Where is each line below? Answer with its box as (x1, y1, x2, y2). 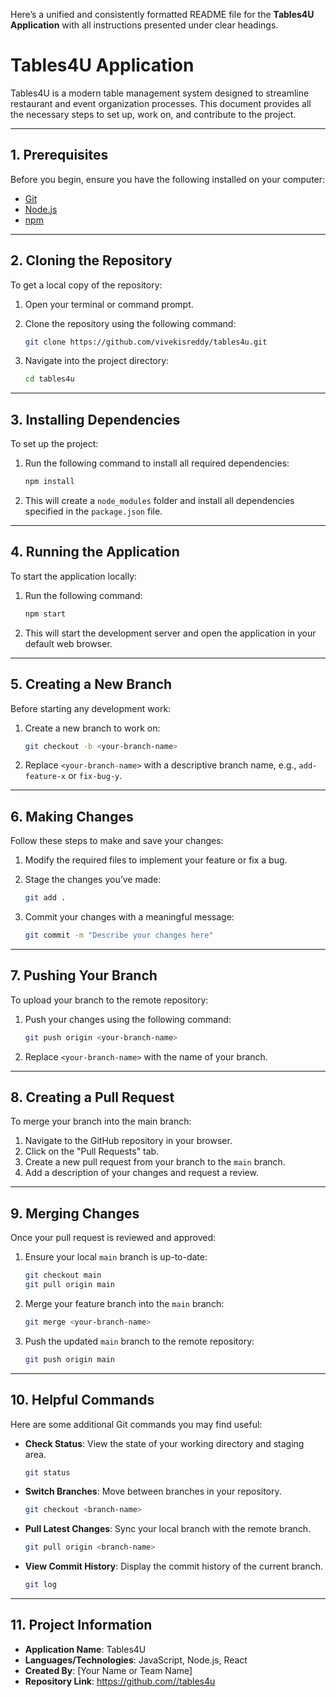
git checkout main (24, 1270, 102, 1281)
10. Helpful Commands (10, 1392, 155, 1409)
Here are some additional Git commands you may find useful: (10, 1418, 263, 1430)
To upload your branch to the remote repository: (10, 994, 209, 1006)
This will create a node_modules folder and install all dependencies (24, 495, 295, 506)
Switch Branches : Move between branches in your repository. (24, 1485, 282, 1498)
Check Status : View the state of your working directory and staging (24, 1437, 305, 1449)
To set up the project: (10, 438, 99, 450)
